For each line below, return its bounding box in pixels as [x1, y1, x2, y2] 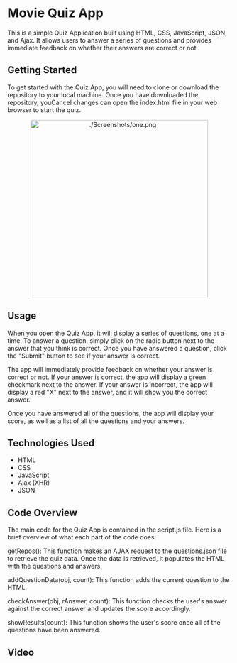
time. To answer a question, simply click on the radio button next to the [7, 336, 215, 345]
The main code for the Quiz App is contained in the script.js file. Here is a [7, 525, 221, 534]
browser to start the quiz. [7, 105, 82, 114]
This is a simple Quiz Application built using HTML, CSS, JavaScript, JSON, [7, 28, 227, 37]
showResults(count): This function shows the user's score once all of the [7, 618, 221, 627]
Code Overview [7, 506, 78, 519]
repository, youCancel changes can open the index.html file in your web [7, 98, 218, 106]
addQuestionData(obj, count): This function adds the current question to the [7, 576, 230, 584]
